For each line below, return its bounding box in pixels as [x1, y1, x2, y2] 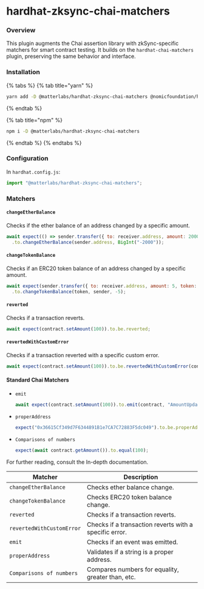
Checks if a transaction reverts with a [87, 520, 193, 529]
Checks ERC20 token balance [87, 493, 172, 501]
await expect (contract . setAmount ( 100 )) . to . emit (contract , [15, 402, 165, 408]
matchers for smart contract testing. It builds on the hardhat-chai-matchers [6, 46, 194, 54]
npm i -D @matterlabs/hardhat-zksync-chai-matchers [6, 128, 140, 134]
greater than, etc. [87, 573, 136, 581]
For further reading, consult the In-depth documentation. [6, 458, 149, 465]
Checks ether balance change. [87, 483, 174, 491]
